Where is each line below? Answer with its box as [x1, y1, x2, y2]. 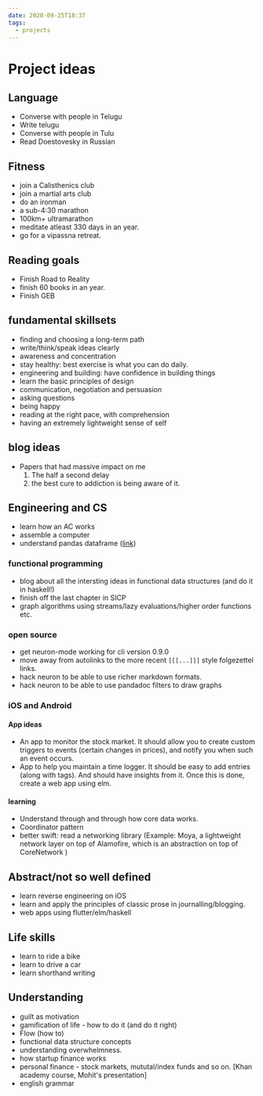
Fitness [8, 159, 46, 173]
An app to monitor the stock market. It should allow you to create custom [19, 737, 255, 746]
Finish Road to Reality [19, 274, 90, 284]
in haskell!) [19, 585, 55, 594]
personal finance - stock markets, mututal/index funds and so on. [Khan [19, 1061, 253, 1071]
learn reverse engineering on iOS [19, 891, 127, 900]
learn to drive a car [19, 959, 81, 969]
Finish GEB [19, 291, 55, 300]
